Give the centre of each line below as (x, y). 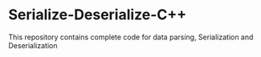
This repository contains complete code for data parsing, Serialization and (131, 37)
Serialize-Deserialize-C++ (98, 15)
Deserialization (33, 45)
